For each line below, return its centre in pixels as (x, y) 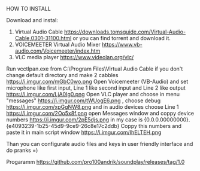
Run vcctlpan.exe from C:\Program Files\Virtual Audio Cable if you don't (95, 69)
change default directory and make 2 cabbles (62, 75)
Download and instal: (32, 20)
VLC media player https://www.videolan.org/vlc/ (74, 57)
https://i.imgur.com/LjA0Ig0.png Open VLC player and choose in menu (93, 94)
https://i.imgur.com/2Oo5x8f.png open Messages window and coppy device (100, 113)
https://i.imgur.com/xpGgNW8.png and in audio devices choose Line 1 (93, 107)
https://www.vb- (122, 45)
